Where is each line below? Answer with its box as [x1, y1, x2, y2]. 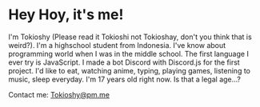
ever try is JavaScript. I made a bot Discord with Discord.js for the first [8, 57, 240, 67]
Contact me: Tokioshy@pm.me [8, 89, 110, 99]
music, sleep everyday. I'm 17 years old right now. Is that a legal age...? [8, 74, 242, 84]
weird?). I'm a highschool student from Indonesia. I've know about [8, 40, 226, 50]
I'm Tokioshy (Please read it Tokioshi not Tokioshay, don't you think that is [8, 32, 252, 42]
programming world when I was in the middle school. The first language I [8, 49, 250, 58]
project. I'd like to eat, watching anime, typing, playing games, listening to [8, 65, 250, 75]
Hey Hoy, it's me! [8, 6, 124, 24]
